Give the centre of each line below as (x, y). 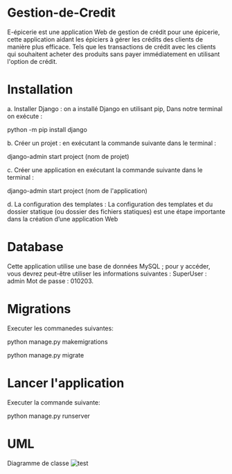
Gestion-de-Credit (61, 13)
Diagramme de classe (38, 463)
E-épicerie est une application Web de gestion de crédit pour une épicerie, (114, 32)
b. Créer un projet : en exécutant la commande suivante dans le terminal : (112, 143)
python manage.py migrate (46, 355)
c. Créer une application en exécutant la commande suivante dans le (105, 170)
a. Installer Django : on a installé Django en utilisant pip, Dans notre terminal (115, 108)
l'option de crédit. (32, 61)
